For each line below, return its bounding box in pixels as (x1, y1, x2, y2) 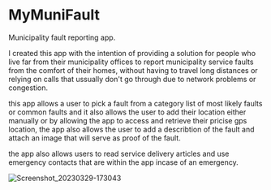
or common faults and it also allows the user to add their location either (8, 107, 247, 117)
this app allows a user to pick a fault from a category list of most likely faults (8, 98, 263, 108)
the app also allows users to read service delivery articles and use (8, 149, 230, 158)
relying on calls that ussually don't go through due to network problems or (8, 74, 256, 84)
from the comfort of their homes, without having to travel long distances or (8, 65, 258, 75)
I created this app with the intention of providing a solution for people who (8, 48, 256, 58)
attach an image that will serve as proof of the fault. (8, 132, 181, 143)
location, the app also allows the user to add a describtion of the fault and (8, 124, 255, 134)
